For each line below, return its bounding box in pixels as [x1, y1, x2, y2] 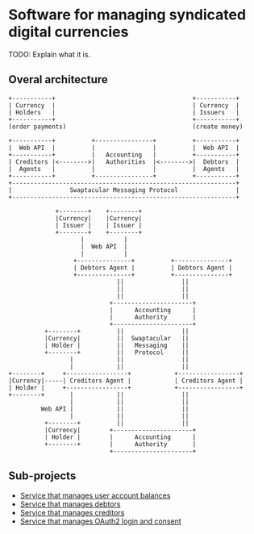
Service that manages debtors [19, 499, 121, 509]
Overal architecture [8, 73, 109, 86]
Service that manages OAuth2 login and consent [19, 516, 181, 526]
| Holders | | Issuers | [8, 108, 240, 116]
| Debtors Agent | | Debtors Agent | [73, 264, 232, 272]
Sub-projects [8, 469, 77, 483]
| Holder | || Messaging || [44, 341, 189, 349]
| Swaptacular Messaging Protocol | [8, 186, 240, 194]
